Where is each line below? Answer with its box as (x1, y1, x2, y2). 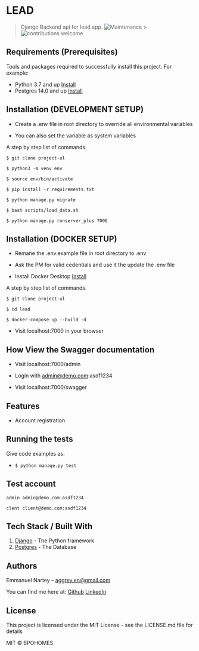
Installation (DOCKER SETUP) (6, 234, 117, 244)
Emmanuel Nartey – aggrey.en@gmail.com (6, 577, 111, 584)
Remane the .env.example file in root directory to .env (14, 250, 147, 257)
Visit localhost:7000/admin (14, 361, 81, 368)
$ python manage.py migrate (6, 196, 76, 203)
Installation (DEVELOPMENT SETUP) (6, 105, 144, 115)
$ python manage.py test (14, 462, 77, 469)
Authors (6, 561, 38, 571)
